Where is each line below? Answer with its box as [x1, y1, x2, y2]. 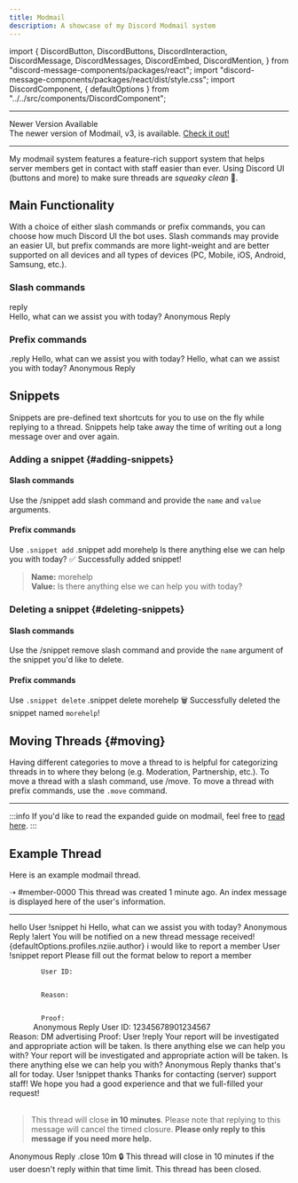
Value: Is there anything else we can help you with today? [30, 581, 243, 591]
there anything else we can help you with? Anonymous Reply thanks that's [9, 1060, 281, 1070]
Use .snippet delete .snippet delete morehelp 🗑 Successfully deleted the [9, 695, 281, 706]
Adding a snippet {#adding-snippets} [9, 453, 175, 465]
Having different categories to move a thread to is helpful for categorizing [9, 757, 278, 768]
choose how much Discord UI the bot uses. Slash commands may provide [9, 231, 279, 242]
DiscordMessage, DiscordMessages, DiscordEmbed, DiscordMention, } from [9, 55, 289, 66]
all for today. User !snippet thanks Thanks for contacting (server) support [9, 1069, 277, 1079]
